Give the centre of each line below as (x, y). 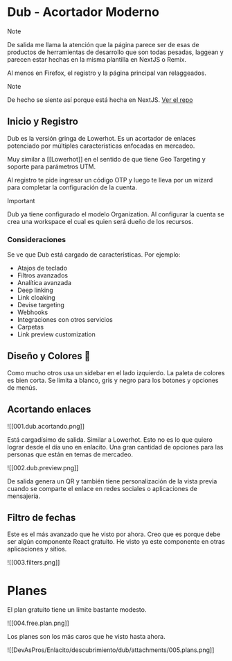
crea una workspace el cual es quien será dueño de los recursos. (100, 221)
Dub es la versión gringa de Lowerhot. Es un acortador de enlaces (101, 138)
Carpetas (30, 327)
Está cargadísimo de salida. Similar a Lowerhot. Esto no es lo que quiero (110, 439)
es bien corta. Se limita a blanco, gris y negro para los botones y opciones (113, 380)
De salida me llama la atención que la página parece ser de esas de (103, 44)
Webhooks (33, 312)
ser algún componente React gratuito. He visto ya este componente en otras (116, 542)
